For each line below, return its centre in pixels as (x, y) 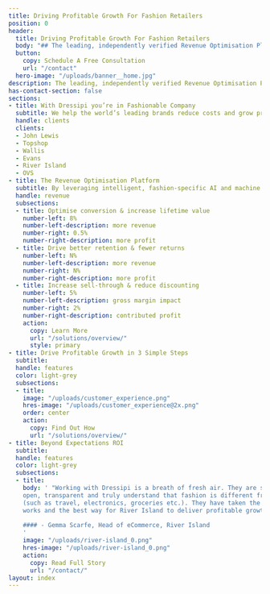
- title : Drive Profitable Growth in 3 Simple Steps (98, 353)
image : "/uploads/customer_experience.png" (97, 398)
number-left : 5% (50, 293)
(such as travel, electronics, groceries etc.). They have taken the (142, 503)
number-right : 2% (52, 308)
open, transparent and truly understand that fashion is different (138, 495)
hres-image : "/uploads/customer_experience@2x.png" (111, 405)
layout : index (32, 578)
